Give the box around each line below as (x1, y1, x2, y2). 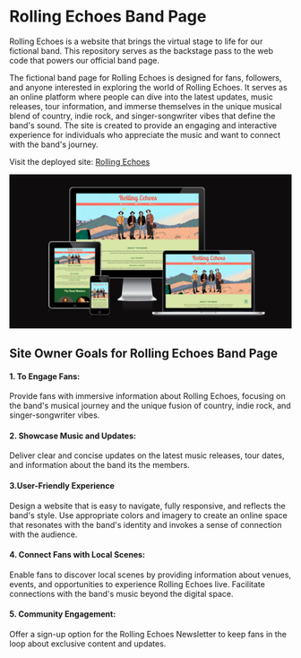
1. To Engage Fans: (9, 370, 81, 382)
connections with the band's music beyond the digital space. (9, 588, 234, 599)
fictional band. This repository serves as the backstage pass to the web (9, 45, 273, 56)
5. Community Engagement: (9, 609, 116, 619)
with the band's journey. (9, 139, 99, 150)
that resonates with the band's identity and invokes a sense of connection (9, 519, 282, 530)
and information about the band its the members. (9, 460, 190, 471)
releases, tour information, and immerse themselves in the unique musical (9, 100, 282, 111)
